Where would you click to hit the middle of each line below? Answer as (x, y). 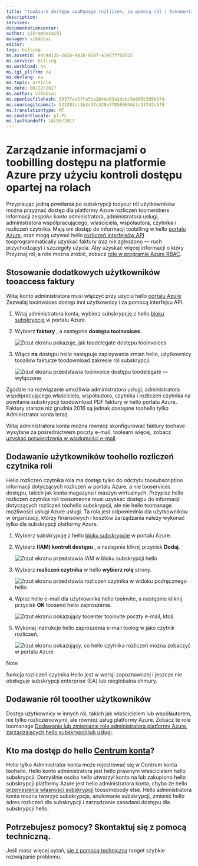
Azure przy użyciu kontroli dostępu (94, 175)
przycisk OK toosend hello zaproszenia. (63, 605)
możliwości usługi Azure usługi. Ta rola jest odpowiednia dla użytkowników (97, 511)
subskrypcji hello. (27, 809)
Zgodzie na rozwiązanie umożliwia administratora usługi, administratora (93, 389)
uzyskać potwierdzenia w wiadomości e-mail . (62, 438)
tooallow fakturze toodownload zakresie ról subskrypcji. (82, 360)
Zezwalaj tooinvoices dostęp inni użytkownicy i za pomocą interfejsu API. (95, 302)
